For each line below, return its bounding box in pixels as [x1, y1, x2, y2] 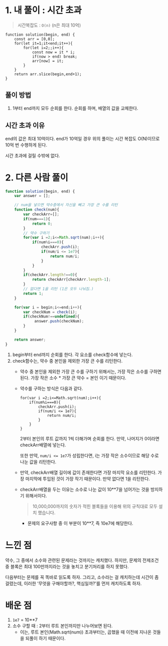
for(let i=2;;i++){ [23, 45, 64, 50]
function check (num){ [14, 207, 59, 212]
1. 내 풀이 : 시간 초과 [5, 5, 82, 16]
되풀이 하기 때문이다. [25, 635, 66, 641]
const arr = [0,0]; [14, 36, 55, 42]
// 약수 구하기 [23, 230, 50, 236]
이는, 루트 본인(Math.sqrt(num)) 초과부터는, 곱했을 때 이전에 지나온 [20, 629, 152, 635]
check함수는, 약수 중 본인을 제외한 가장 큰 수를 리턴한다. [12, 358, 123, 364]
